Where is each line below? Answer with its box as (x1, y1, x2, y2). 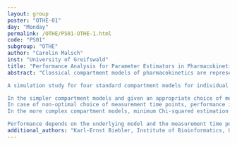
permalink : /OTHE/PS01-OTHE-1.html (7, 30, 112, 37)
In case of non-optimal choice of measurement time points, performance (7, 101, 226, 108)
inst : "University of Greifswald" (7, 56, 109, 63)
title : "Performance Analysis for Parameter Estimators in (7, 63, 185, 70)
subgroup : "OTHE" (7, 43, 59, 50)
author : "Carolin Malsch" (7, 50, 83, 57)
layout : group (7, 10, 49, 18)
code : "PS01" (7, 37, 46, 44)
